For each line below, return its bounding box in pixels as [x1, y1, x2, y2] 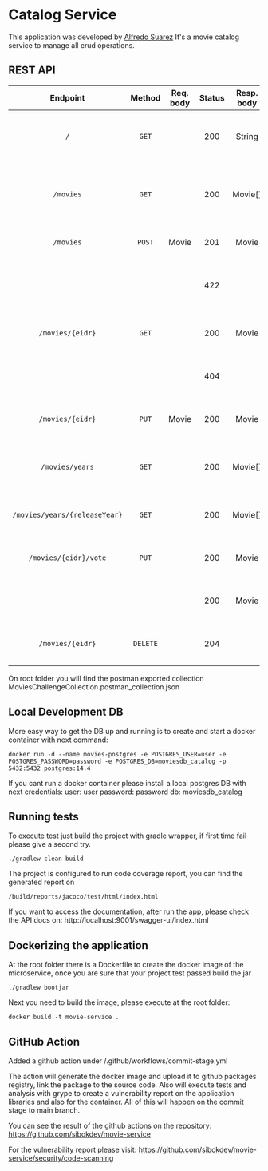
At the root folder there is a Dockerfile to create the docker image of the [8, 960, 244, 970]
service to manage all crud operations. [8, 40, 136, 50]
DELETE [132, 639, 158, 648]
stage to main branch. [8, 1106, 81, 1115]
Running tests [8, 809, 80, 824]
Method [130, 92, 161, 103]
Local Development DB [8, 705, 124, 719]
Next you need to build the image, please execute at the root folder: [8, 998, 231, 1007]
